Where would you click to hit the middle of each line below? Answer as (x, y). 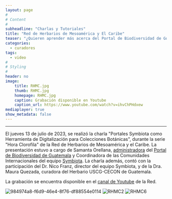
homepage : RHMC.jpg (35, 95)
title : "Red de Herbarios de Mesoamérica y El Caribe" (65, 34)
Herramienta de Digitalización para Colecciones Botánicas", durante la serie (85, 139)
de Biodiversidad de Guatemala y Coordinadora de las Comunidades (78, 155)
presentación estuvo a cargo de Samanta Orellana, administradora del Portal (86, 150)
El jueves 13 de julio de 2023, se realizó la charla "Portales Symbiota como (84, 134)
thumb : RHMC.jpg (32, 91)
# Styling (16, 67)
